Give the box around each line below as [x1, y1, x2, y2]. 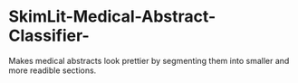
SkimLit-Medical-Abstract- [8, 6, 216, 27]
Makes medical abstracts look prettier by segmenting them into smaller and [8, 55, 290, 66]
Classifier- [8, 25, 90, 46]
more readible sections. [8, 65, 97, 76]
